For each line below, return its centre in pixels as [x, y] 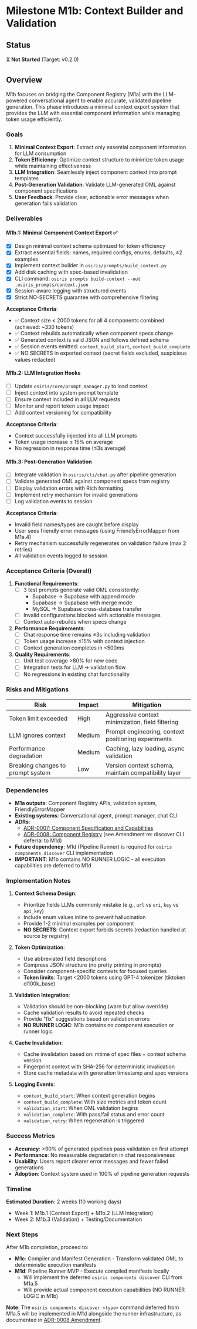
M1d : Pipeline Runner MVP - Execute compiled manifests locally [92, 1271]
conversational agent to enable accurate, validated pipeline [100, 100]
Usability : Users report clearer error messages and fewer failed [91, 1161]
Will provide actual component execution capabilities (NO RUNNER [104, 1290]
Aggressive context [132, 715]
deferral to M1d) [43, 840]
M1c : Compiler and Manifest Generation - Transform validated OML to [99, 1259]
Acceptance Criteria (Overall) [49, 571]
